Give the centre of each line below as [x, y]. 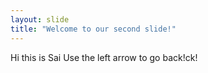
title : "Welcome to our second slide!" [93, 29]
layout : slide [40, 19]
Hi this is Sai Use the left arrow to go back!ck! [104, 57]
